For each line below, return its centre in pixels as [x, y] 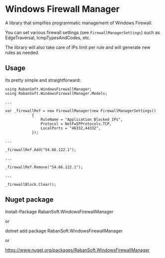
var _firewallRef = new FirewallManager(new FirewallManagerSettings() [81, 111]
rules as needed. [22, 52]
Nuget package [29, 200]
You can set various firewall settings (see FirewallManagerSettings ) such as [82, 32]
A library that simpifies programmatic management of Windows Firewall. [79, 23]
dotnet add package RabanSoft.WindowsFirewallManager [64, 231]
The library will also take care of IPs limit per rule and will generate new [78, 47]
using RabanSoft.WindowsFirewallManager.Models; [56, 93]
